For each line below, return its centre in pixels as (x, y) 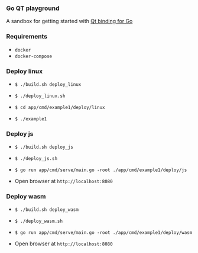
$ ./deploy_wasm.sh (39, 221)
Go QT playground (33, 8)
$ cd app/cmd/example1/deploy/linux (60, 107)
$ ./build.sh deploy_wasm (46, 210)
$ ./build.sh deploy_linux (48, 84)
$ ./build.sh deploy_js (44, 147)
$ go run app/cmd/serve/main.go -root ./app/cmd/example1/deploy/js (101, 170)
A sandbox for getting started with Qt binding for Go (69, 21)
